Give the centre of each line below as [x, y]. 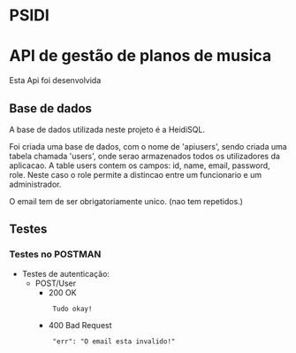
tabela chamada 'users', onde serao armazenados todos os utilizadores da [145, 156]
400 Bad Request [80, 325]
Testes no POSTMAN [55, 255]
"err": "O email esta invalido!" [114, 341]
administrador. [35, 184]
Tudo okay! [72, 309]
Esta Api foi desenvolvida [55, 81]
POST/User [56, 283]
